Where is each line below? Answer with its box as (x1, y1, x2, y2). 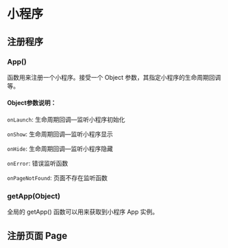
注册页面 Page (7, 229, 68, 241)
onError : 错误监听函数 (7, 159, 68, 168)
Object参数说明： (7, 99, 57, 107)
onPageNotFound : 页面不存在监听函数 (7, 174, 108, 182)
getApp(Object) (7, 192, 60, 201)
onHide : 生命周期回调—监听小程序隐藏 (7, 145, 113, 153)
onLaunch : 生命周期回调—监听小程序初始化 (7, 115, 125, 124)
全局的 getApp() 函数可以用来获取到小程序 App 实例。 (7, 207, 159, 216)
